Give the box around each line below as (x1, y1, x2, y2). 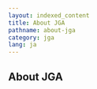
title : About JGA (8, 19, 65, 27)
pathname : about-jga (8, 26, 76, 34)
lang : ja (8, 41, 37, 49)
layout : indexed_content (8, 11, 90, 20)
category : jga (8, 33, 55, 42)
